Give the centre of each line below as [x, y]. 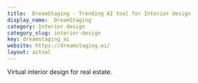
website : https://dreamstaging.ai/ [59, 46]
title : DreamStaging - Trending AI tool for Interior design [99, 13]
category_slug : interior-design [54, 33]
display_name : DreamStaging [49, 20]
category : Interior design [46, 26]
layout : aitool [29, 53]
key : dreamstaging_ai [39, 39]
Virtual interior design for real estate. [60, 72]
